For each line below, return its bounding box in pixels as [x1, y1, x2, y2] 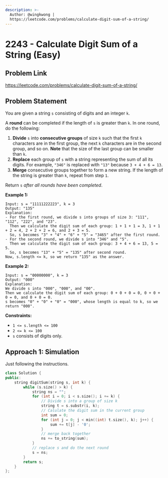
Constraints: [5, 313, 32, 319]
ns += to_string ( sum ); [41, 436, 89, 441]
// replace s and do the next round [32, 445, 109, 450]
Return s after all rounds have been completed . [5, 182, 103, 188]
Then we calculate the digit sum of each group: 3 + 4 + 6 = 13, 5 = [10, 241, 158, 246]
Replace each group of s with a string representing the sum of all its [12, 156, 153, 162]
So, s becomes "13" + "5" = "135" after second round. [10, 250, 127, 255]
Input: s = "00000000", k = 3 [5, 273, 69, 278]
